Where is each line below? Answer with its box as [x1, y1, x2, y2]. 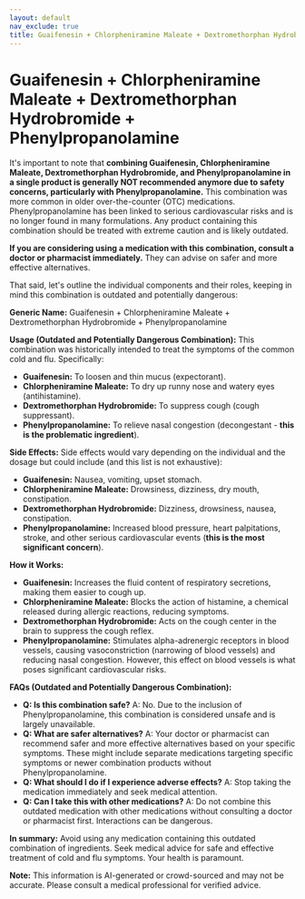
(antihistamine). [22, 390, 82, 401]
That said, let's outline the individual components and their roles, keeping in [9, 279, 292, 291]
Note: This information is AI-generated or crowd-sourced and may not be [9, 870, 284, 881]
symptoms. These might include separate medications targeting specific [22, 748, 293, 759]
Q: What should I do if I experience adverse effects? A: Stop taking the [22, 777, 291, 788]
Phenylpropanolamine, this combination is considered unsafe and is [22, 709, 276, 720]
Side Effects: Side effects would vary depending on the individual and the [9, 447, 286, 458]
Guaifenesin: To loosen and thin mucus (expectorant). [22, 371, 227, 382]
